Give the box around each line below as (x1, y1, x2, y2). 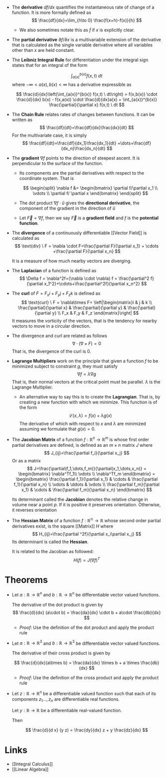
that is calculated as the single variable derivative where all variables (11, 42, 153, 48)
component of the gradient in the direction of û (19, 205, 115, 211)
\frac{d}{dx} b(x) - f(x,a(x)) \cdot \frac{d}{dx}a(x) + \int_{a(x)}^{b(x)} (16, 97, 158, 103)
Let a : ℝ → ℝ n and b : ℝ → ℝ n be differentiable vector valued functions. (11, 591, 160, 597)
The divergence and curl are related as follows (11, 333, 107, 339)
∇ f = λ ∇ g (77, 371, 96, 377)
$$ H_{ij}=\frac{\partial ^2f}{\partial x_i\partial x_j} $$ (32, 531, 142, 537)
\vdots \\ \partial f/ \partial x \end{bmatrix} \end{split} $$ (32, 191, 149, 196)
